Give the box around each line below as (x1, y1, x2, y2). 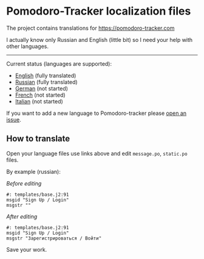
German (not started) (15, 85, 69, 92)
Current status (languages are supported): (6, 60, 112, 67)
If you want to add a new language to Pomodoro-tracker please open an (6, 109, 187, 117)
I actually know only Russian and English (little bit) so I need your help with (6, 36, 193, 43)
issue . (6, 116, 21, 123)
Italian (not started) (15, 97, 64, 105)
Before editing (6, 179, 42, 187)
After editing (6, 213, 38, 220)
